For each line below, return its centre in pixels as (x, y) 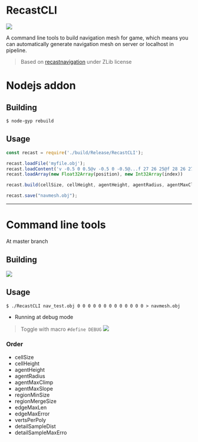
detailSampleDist (35, 426)
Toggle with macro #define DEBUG (61, 329)
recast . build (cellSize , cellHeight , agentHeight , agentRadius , (85, 185)
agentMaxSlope (34, 388)
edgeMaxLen (31, 407)
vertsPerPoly (30, 420)
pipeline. (16, 50)
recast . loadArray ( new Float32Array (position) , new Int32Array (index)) (95, 174)
